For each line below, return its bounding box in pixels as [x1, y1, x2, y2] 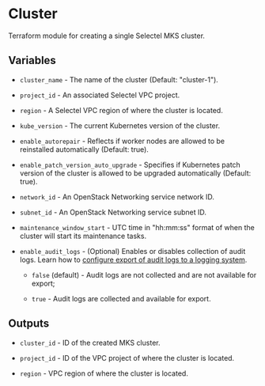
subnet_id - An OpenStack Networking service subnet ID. [19, 207, 207, 217]
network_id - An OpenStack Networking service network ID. [19, 191, 215, 202]
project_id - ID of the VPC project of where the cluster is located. [19, 353, 235, 362]
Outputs [8, 317, 50, 331]
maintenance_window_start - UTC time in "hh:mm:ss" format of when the [19, 222, 255, 232]
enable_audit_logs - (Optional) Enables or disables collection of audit [19, 246, 246, 255]
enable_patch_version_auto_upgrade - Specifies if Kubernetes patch [19, 160, 241, 169]
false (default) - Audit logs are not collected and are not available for [31, 270, 257, 279]
